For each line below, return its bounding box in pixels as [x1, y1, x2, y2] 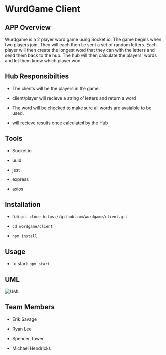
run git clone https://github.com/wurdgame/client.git [12, 213, 128, 220]
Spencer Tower [12, 335, 44, 341]
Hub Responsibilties [5, 72, 69, 81]
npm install [12, 234, 37, 239]
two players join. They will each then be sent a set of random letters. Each [5, 42, 157, 48]
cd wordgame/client [12, 224, 53, 229]
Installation [5, 200, 41, 209]
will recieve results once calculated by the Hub [12, 120, 108, 126]
